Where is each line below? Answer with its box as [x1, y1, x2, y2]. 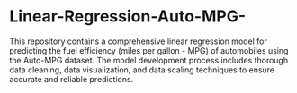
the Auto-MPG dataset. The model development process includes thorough [9, 55, 289, 65]
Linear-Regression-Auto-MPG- [9, 6, 246, 27]
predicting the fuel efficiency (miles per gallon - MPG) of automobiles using [9, 45, 289, 55]
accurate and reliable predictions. [9, 73, 134, 84]
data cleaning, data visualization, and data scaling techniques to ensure [9, 64, 275, 75]
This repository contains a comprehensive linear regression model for [9, 36, 268, 46]
